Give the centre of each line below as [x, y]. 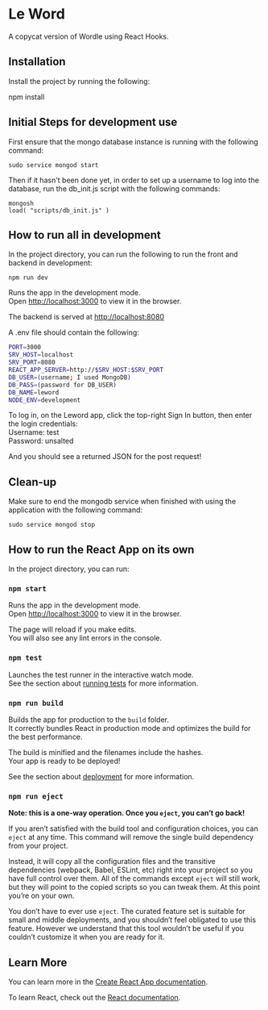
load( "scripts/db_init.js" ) [59, 211]
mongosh [21, 203]
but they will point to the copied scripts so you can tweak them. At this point [134, 887]
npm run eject [36, 796]
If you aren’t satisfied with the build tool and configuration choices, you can [134, 828]
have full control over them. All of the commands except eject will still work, [134, 879]
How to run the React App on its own [101, 549]
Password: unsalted [41, 441]
